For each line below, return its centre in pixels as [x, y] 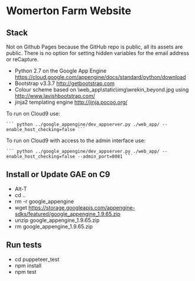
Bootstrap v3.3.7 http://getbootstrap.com [65, 83]
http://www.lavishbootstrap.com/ [55, 96]
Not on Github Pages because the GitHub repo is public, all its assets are [95, 47]
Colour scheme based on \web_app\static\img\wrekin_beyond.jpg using [102, 89]
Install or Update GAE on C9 [58, 174]
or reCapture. [22, 59]
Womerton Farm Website [69, 11]
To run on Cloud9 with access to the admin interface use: [76, 140]
